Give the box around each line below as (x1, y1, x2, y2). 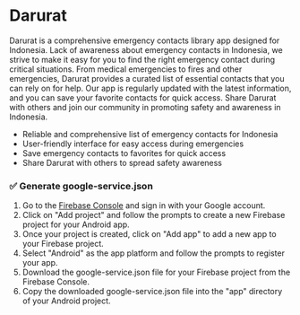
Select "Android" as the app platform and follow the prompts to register (21, 248, 285, 258)
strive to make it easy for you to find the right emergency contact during (9, 54, 276, 65)
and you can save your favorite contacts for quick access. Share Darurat (9, 92, 277, 103)
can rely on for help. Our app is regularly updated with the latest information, (9, 83, 292, 93)
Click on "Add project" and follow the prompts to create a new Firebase (21, 210, 286, 221)
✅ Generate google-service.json (9, 179, 154, 192)
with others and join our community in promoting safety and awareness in (9, 101, 281, 112)
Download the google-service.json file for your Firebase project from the (21, 267, 291, 278)
